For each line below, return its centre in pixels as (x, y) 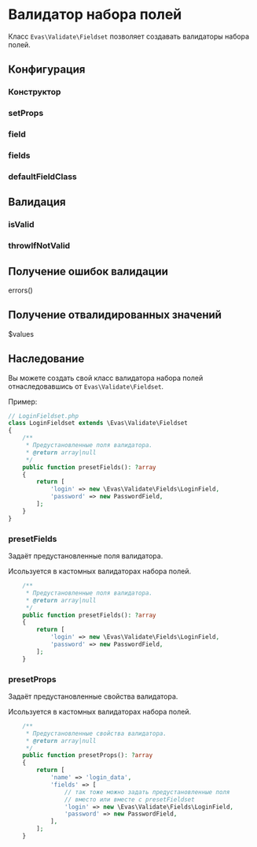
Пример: (23, 401)
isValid (21, 225)
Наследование (46, 359)
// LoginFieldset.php (44, 416)
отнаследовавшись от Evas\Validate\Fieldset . (86, 386)
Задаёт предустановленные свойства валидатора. (93, 696)
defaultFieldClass (42, 177)
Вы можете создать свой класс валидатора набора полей (106, 378)
